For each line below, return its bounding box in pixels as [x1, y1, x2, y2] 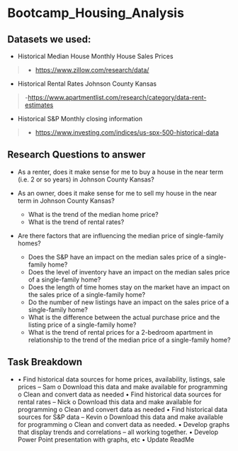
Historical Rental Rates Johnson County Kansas [17, 79, 157, 88]
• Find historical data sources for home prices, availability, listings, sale [17, 374, 225, 384]
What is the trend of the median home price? [28, 210, 159, 218]
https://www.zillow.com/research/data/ [35, 66, 149, 74]
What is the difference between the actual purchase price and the [28, 313, 220, 321]
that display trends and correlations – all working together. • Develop [17, 428, 219, 436]
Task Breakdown [7, 356, 83, 368]
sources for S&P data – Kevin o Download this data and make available [17, 413, 224, 421]
